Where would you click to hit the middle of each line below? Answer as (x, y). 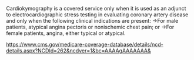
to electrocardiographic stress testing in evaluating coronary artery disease (97, 15)
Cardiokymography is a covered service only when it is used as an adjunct (96, 8)
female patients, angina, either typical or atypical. (66, 33)
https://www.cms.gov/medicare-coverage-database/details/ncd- (85, 44)
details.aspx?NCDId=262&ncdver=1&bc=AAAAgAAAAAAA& (78, 51)
